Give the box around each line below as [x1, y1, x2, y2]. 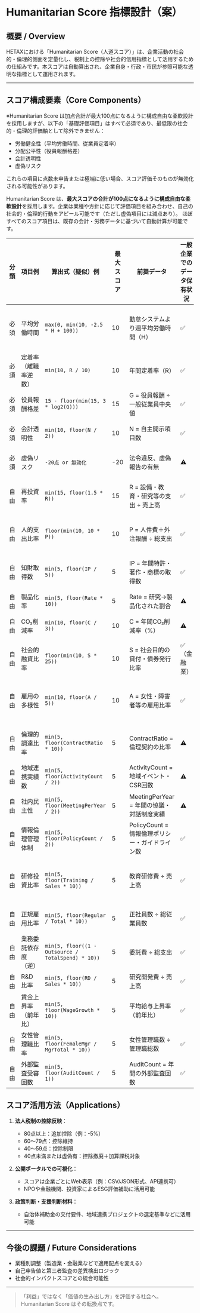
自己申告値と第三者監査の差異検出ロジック [14, 1267, 120, 1274]
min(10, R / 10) [45, 367, 91, 373]
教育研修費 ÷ [129, 872, 165, 880]
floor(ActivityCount [45, 773, 103, 780]
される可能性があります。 [6, 182, 68, 189]
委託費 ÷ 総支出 [129, 948, 173, 956]
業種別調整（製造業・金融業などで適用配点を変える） [14, 1260, 146, 1267]
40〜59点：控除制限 [23, 1145, 74, 1152]
